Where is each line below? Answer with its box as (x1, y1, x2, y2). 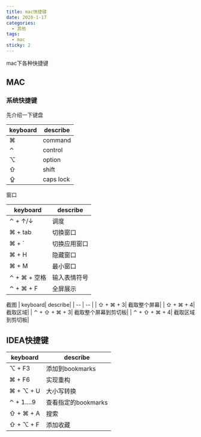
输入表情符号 (52, 273, 89, 282)
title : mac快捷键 (6, 8, 47, 15)
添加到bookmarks (46, 364, 96, 373)
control (43, 145, 63, 154)
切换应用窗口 (52, 240, 89, 248)
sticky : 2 (6, 43, 31, 49)
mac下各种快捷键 (6, 59, 49, 67)
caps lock (43, 175, 70, 183)
